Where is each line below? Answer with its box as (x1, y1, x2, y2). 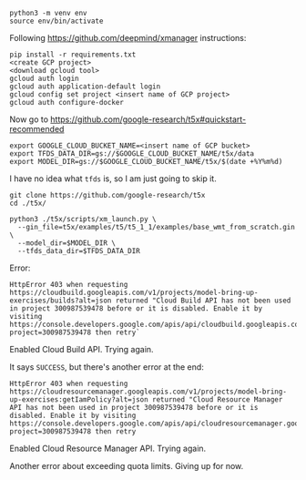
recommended (9, 124, 65, 134)
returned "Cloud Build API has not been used (115, 296, 291, 305)
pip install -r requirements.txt (9, 50, 137, 59)
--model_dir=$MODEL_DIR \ (17, 239, 117, 248)
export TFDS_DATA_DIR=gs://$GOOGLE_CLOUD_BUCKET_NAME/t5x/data (9, 149, 255, 158)
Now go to (9, 114, 48, 125)
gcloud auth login (9, 74, 79, 83)
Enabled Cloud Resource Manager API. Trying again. (9, 443, 207, 454)
